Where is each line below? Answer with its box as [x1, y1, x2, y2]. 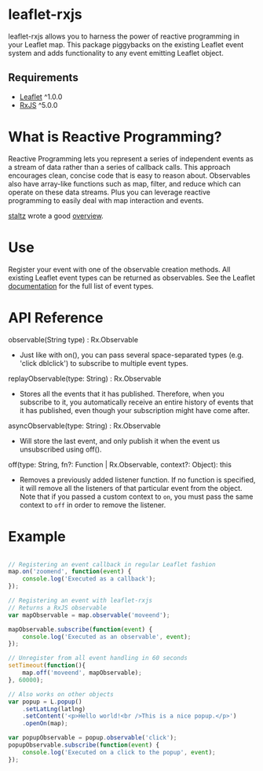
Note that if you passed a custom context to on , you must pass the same [19, 492, 254, 501]
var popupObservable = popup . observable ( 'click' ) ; [8, 734, 177, 742]
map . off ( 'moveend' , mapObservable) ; [22, 669, 143, 677]
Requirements [8, 71, 79, 84]
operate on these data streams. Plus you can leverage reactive [8, 187, 210, 197]
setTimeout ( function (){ [8, 662, 86, 670]
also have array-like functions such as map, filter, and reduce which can [8, 179, 241, 188]
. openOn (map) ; [22, 720, 68, 728]
